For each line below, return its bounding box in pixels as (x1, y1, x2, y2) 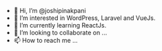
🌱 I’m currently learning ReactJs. (13, 21, 107, 29)
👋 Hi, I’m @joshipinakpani (13, 7, 86, 14)
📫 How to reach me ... (13, 37, 78, 44)
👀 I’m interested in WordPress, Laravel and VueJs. (13, 14, 156, 22)
